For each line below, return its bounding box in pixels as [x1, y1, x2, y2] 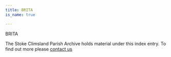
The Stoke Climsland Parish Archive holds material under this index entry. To [5, 40, 166, 46]
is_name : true [5, 12, 36, 17]
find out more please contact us [5, 46, 72, 52]
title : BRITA [5, 7, 33, 13]
